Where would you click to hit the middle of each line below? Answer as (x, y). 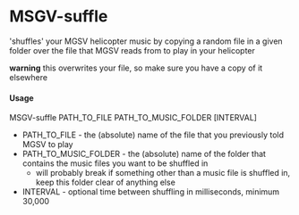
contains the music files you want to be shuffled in (115, 163)
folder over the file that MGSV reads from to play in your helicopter (132, 50)
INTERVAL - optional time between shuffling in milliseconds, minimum (151, 192)
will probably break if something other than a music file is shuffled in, (163, 173)
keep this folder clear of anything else (106, 182)
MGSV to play (47, 145)
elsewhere (28, 77)
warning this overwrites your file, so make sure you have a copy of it (136, 68)
